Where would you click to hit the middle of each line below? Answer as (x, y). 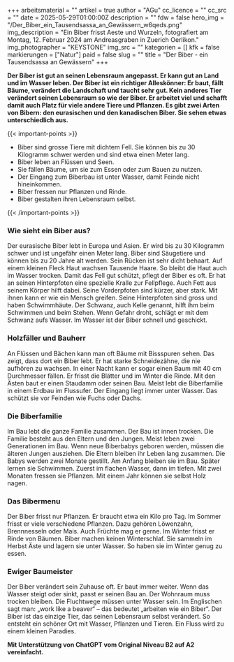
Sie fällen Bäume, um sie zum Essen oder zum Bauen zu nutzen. (110, 169)
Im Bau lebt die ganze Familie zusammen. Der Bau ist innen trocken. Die (111, 431)
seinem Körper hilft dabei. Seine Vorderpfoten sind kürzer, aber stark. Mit (112, 290)
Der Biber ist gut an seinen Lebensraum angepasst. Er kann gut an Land (113, 75)
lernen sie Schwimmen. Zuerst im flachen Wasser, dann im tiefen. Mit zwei (114, 468)
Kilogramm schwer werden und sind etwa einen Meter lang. (103, 154)
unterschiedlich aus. (38, 120)
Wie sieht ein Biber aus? (49, 230)
